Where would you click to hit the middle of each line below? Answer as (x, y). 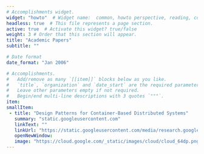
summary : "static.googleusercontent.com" (67, 119)
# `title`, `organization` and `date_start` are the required (89, 85)
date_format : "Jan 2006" (38, 62)
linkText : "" (31, 124)
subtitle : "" (23, 46)
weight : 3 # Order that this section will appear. (72, 35)
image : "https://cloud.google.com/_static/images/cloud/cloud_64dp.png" (108, 142)
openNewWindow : (33, 136)
